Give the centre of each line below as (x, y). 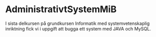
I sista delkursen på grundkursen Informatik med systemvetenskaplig (77, 23)
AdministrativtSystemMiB (61, 9)
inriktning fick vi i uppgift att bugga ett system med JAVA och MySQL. (78, 28)
